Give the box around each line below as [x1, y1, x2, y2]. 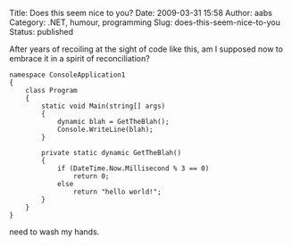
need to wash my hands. [9, 226, 100, 237]
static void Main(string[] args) [41, 102, 166, 111]
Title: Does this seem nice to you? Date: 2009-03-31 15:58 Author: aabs [9, 8, 272, 18]
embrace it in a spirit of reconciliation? [9, 53, 150, 63]
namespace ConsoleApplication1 [9, 70, 126, 79]
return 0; [72, 172, 110, 181]
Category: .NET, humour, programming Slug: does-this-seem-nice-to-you [9, 17, 281, 28]
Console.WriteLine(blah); [56, 125, 154, 134]
